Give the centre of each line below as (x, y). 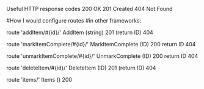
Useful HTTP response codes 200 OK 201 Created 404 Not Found (89, 9)
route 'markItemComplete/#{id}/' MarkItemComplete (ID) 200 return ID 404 (101, 44)
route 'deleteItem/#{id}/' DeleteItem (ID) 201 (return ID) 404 (81, 68)
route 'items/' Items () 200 (39, 80)
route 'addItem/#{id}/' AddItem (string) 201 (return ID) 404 (80, 32)
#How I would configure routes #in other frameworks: (74, 20)
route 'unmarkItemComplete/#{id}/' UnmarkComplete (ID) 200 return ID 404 (102, 56)
